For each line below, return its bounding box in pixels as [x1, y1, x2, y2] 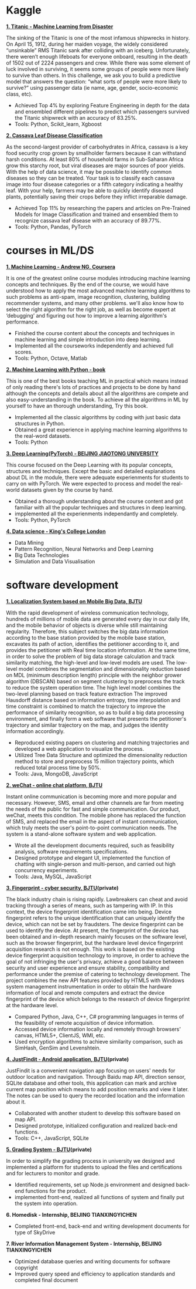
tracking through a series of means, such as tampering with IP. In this [6, 902, 173, 909]
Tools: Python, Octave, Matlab [14, 355, 88, 362]
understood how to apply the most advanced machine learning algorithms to [6, 287, 191, 294]
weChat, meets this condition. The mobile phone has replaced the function [6, 811, 186, 819]
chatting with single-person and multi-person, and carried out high [14, 861, 176, 868]
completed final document [14, 1276, 78, 1283]
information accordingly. [6, 727, 65, 734]
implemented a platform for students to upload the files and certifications [6, 1163, 183, 1170]
